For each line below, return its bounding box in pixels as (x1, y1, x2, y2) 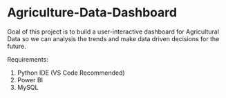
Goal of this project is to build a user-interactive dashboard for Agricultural (7, 27, 220, 36)
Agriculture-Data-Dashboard (7, 5, 178, 21)
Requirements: (7, 55, 48, 63)
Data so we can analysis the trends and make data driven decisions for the (7, 34, 220, 42)
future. (7, 42, 26, 50)
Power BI (17, 75, 44, 84)
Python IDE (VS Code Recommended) (17, 69, 126, 77)
